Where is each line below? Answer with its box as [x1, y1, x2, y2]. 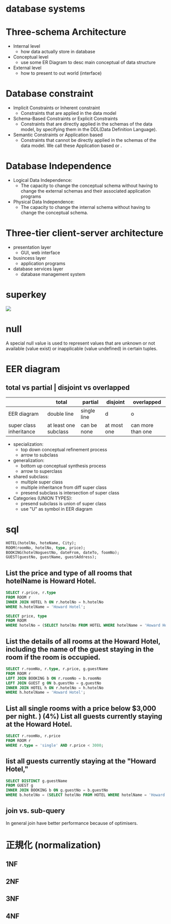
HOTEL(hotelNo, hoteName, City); [6, 540, 77, 545]
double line [47, 410, 74, 417]
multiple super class [20, 479, 63, 485]
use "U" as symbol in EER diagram [20, 506, 93, 512]
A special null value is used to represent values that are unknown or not [6, 340, 155, 346]
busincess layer [13, 255, 46, 261]
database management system [20, 271, 86, 277]
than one [130, 428, 152, 435]
